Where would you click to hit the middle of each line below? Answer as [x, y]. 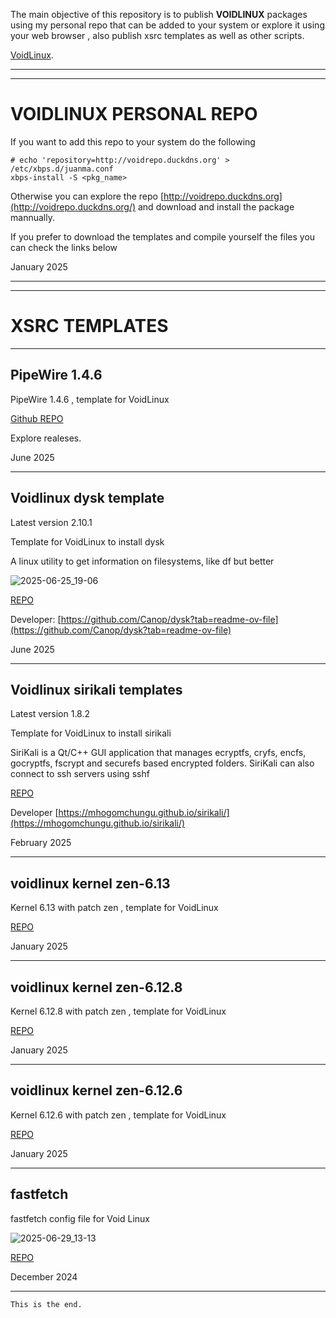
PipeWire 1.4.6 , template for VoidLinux [90, 399]
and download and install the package [216, 206]
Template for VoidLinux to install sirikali [91, 733]
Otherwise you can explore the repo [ [87, 196]
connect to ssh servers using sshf [80, 774]
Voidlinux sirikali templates [96, 689]
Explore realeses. [46, 438]
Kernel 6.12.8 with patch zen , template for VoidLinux [118, 1011]
